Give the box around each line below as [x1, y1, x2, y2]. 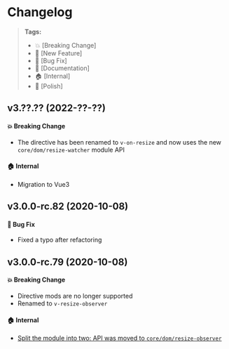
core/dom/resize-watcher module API [17, 145, 125, 154]
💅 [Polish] [34, 81, 63, 90]
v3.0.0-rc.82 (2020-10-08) [7, 201, 129, 213]
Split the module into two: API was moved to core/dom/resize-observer [17, 334, 222, 343]
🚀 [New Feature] [34, 48, 83, 57]
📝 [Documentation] [34, 64, 90, 72]
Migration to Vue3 [17, 180, 70, 188]
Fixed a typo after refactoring [17, 236, 102, 244]
